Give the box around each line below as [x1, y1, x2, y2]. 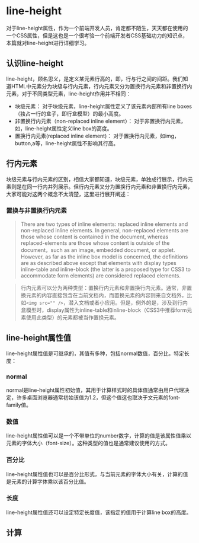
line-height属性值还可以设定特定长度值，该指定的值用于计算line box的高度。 [6, 509, 192, 516]
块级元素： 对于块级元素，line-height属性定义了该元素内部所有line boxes [14, 103, 192, 110]
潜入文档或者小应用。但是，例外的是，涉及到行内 [68, 299, 188, 306]
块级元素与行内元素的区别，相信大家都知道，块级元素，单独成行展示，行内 [6, 175, 188, 183]
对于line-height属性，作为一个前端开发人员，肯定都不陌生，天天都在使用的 [6, 24, 188, 31]
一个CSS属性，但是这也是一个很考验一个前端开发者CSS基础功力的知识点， [6, 31, 188, 39]
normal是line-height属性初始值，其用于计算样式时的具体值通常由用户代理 [6, 387, 185, 394]
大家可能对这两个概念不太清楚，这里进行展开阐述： [6, 190, 131, 197]
